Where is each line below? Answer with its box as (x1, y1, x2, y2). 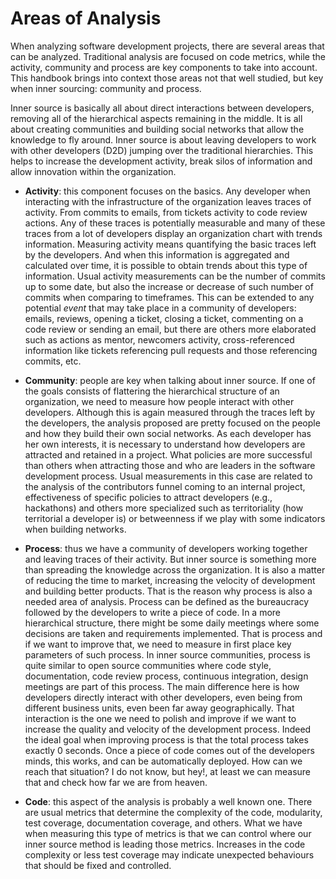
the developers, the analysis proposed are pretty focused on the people (24, 417, 321, 429)
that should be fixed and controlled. (24, 859, 172, 871)
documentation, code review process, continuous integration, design (24, 670, 309, 682)
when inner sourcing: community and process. (10, 82, 202, 94)
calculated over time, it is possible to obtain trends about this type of (24, 259, 308, 271)
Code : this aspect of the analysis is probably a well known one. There (24, 795, 313, 807)
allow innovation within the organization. (10, 165, 177, 177)
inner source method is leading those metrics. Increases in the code (24, 838, 306, 850)
